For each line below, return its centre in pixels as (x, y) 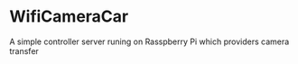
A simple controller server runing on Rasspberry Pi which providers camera (149, 41)
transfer (24, 50)
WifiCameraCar (69, 17)
